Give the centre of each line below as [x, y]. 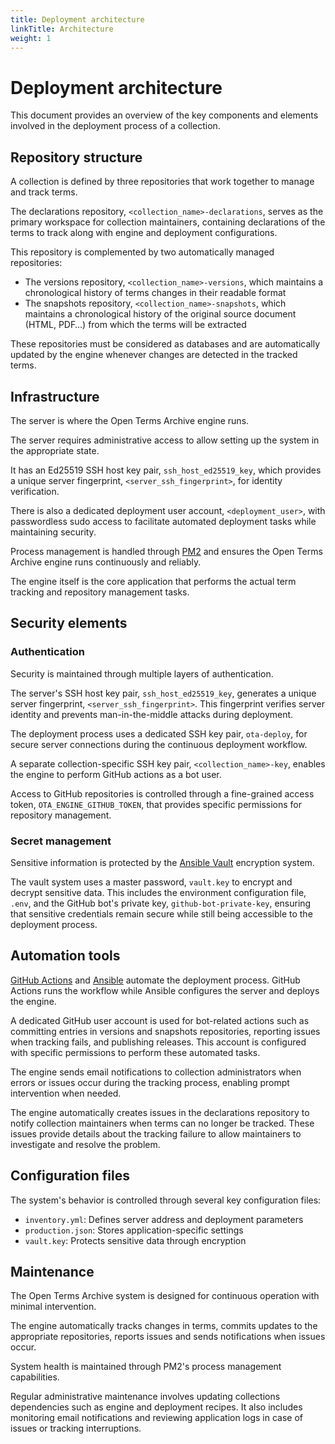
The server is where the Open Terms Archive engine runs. [130, 420]
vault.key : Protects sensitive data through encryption [135, 1240]
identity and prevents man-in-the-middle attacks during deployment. [152, 714]
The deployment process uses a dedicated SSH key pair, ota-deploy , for [159, 733]
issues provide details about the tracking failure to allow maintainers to [156, 1133]
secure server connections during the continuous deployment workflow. [159, 744]
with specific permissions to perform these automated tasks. [135, 1052]
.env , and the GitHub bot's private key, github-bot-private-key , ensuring [161, 903]
